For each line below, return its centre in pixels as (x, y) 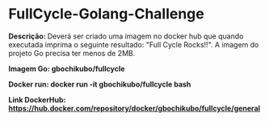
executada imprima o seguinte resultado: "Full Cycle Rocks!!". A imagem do (134, 44)
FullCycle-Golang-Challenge (106, 14)
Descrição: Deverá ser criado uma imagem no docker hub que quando (126, 36)
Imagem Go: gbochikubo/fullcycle (67, 68)
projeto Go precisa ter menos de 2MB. (72, 53)
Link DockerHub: (37, 99)
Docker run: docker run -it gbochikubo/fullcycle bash (100, 84)
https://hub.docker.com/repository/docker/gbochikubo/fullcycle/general (134, 108)
